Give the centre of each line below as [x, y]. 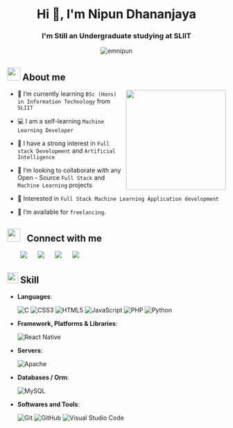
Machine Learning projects [54, 185]
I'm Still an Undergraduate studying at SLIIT [116, 36]
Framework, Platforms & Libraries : [67, 323]
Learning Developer [45, 131]
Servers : [30, 350]
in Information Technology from [64, 101]
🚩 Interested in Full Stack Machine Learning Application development [118, 199]
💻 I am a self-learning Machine [61, 122]
